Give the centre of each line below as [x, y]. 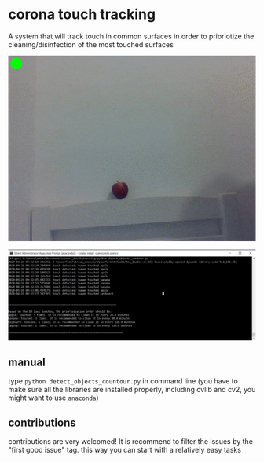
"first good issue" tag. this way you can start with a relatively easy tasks [125, 450]
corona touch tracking [82, 15]
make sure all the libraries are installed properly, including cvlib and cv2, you [132, 390]
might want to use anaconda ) [54, 398]
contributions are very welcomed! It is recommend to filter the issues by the [131, 442]
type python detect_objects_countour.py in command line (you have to [123, 381]
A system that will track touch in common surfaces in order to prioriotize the [131, 36]
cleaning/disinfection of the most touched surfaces [91, 44]
